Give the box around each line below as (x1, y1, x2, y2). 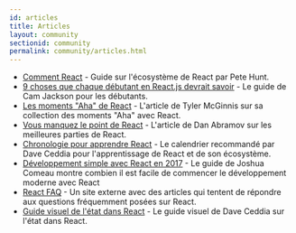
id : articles (9, 13, 59, 23)
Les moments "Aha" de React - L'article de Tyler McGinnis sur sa (22, 100, 264, 111)
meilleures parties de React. (22, 129, 127, 140)
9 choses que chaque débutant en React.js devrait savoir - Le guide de (22, 81, 287, 92)
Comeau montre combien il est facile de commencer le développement (22, 168, 287, 179)
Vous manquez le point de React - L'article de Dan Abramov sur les (22, 119, 273, 131)
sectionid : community (9, 38, 91, 48)
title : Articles (9, 22, 70, 31)
